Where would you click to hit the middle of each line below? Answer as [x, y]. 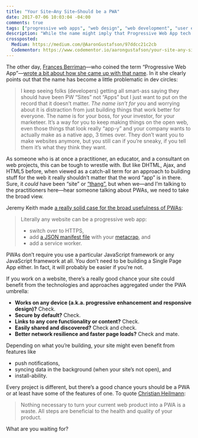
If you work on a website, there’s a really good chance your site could [90, 279]
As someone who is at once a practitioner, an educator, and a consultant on [98, 158]
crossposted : [22, 39]
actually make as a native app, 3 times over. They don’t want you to [102, 135]
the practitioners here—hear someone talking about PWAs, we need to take [98, 190]
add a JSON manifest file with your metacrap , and [90, 237]
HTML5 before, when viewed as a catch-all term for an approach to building [98, 171]
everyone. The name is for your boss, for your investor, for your [98, 116]
